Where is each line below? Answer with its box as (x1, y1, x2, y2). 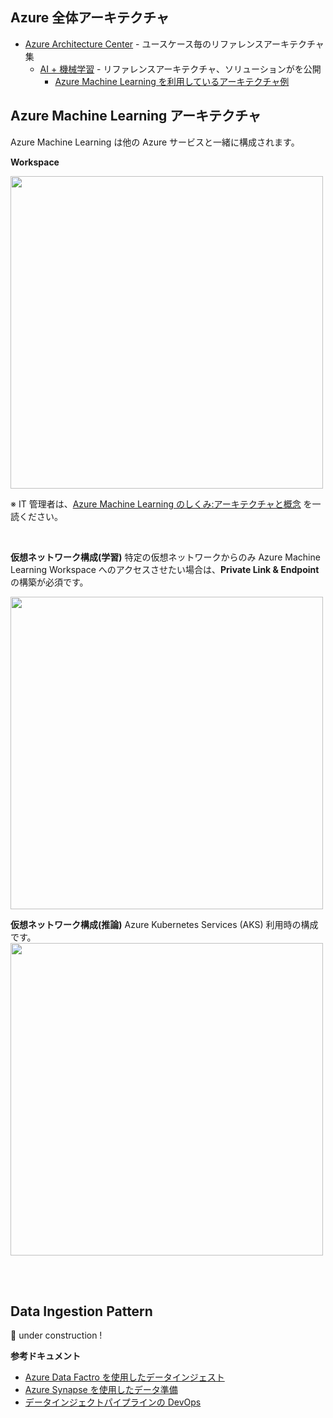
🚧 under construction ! (10, 1329, 103, 1342)
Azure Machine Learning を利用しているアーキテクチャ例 (54, 75, 290, 87)
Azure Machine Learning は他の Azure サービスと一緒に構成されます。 (10, 136, 300, 148)
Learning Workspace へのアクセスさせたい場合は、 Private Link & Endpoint (10, 563, 320, 575)
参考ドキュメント (10, 1350, 81, 1362)
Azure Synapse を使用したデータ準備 (24, 1384, 178, 1396)
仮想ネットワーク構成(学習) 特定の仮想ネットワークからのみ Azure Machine (10, 551, 321, 563)
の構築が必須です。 (10, 576, 89, 588)
